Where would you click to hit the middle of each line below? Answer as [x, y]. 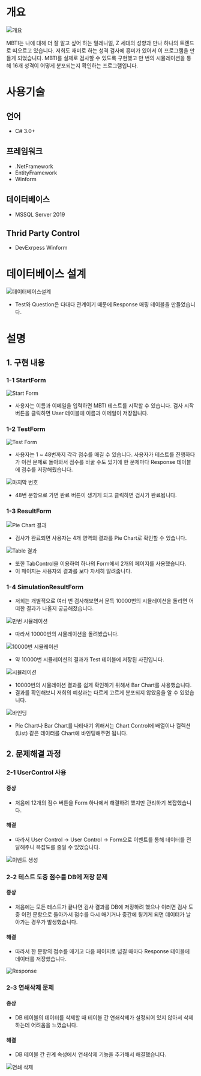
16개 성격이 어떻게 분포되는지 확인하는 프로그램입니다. [75, 65]
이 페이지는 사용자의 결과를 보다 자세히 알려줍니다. [73, 571]
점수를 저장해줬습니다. [47, 469]
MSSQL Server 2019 [40, 214]
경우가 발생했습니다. [54, 922]
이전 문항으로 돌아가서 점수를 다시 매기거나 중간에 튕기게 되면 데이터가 [103, 914]
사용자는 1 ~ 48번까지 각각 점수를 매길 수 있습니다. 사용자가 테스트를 [94, 454]
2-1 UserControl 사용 [36, 773]
